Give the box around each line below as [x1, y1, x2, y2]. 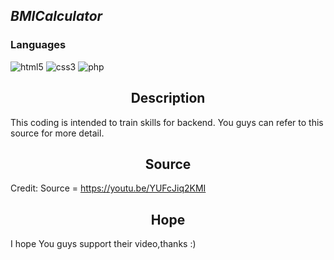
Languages [10, 38, 67, 52]
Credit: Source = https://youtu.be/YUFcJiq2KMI [10, 182, 207, 194]
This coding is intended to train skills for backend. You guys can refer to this [10, 116, 324, 128]
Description [130, 90, 206, 107]
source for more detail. [10, 127, 105, 139]
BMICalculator [10, 8, 103, 25]
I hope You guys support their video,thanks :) [10, 238, 197, 250]
